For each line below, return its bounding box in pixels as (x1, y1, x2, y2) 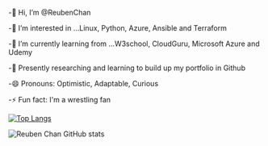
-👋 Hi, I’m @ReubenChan (8, 8, 91, 17)
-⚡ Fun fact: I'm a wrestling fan (8, 95, 111, 104)
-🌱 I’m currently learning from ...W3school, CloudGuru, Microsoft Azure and (8, 39, 260, 48)
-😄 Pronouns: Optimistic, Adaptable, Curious (8, 79, 159, 88)
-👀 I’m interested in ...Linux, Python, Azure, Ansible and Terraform (8, 23, 228, 32)
